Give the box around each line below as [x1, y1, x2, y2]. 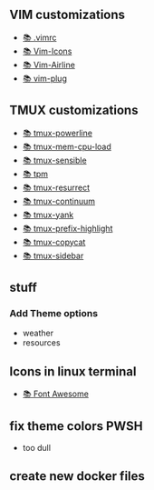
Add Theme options [9, 306, 98, 319]
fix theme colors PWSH [9, 418, 143, 434]
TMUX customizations [9, 103, 139, 118]
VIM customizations [9, 7, 125, 23]
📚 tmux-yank [22, 209, 74, 220]
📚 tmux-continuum [22, 195, 96, 206]
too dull [22, 442, 52, 453]
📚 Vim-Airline [22, 59, 75, 70]
